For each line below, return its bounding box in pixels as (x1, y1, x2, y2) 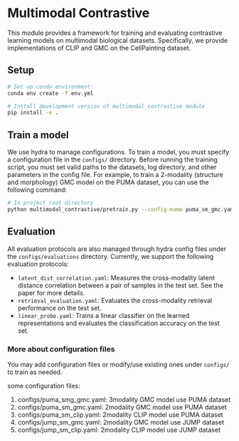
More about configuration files (7, 344, 115, 354)
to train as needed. (7, 368, 63, 376)
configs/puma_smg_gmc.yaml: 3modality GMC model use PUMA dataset (17, 395, 231, 403)
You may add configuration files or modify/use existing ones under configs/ (7, 360, 230, 368)
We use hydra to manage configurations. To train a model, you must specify (7, 148, 230, 156)
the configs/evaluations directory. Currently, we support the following (7, 252, 214, 260)
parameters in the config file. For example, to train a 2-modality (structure (7, 171, 223, 179)
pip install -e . (7, 109, 59, 117)
